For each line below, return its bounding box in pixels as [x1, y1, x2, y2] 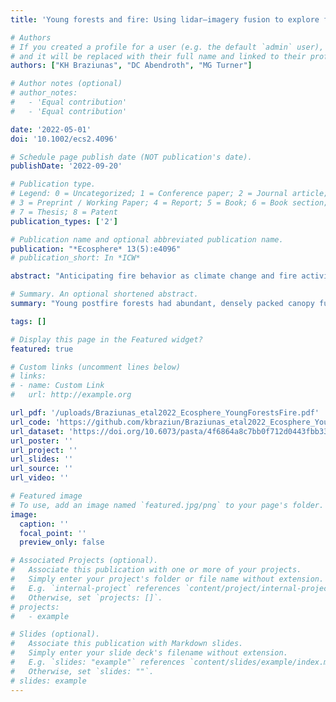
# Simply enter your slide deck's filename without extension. [10, 648, 288, 658]
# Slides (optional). [10, 629, 101, 640]
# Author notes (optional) [10, 79, 123, 89]
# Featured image [10, 491, 83, 501]
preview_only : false [19, 537, 105, 548]
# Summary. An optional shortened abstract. [10, 289, 199, 300]
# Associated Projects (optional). [10, 556, 159, 566]
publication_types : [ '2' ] [10, 216, 118, 226]
